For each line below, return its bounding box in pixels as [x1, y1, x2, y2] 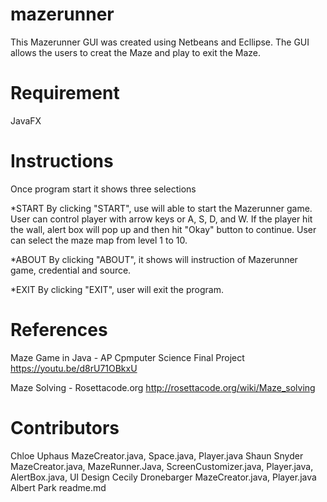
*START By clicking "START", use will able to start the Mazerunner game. [10, 202, 313, 214]
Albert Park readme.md [10, 481, 107, 493]
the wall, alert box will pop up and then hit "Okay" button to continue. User [10, 223, 317, 235]
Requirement [10, 82, 120, 105]
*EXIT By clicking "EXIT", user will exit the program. [10, 283, 224, 295]
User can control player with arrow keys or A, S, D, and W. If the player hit [10, 213, 313, 225]
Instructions [10, 150, 114, 173]
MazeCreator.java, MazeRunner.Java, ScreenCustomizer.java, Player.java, [10, 460, 314, 472]
